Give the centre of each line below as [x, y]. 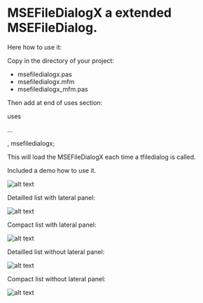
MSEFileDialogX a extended [90, 13]
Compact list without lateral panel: [57, 279]
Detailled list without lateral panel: [56, 252]
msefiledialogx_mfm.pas [53, 89]
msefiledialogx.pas [44, 74]
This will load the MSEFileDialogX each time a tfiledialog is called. [101, 157]
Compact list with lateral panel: [52, 225]
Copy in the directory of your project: [61, 60]
